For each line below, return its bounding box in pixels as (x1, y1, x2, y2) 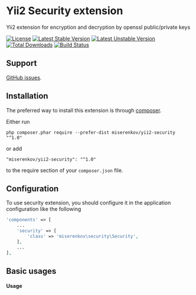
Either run (6, 118, 30, 125)
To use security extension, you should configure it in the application (6, 199, 171, 207)
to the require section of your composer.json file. (6, 167, 123, 174)
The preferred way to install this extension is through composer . (6, 107, 162, 114)
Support (6, 58, 37, 68)
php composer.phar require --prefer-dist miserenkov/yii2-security (6, 130, 176, 135)
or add (6, 145, 22, 152)
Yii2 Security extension (6, 4, 123, 18)
